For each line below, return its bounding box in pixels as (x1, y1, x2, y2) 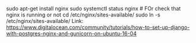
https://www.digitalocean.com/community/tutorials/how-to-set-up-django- (6, 24, 190, 31)
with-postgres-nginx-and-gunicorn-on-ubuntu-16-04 (6, 30, 137, 37)
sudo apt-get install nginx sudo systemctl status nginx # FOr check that (6, 5, 181, 12)
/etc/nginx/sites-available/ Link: (6, 18, 84, 24)
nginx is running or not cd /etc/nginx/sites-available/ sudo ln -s (6, 11, 160, 18)
